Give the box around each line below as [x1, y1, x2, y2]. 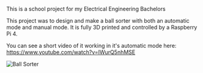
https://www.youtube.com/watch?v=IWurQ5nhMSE [6, 48, 136, 56]
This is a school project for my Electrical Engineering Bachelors [6, 6, 166, 12]
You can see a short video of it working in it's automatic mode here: [6, 42, 177, 49]
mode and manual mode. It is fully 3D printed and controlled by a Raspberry [6, 24, 197, 31]
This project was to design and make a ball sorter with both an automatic [6, 17, 190, 24]
